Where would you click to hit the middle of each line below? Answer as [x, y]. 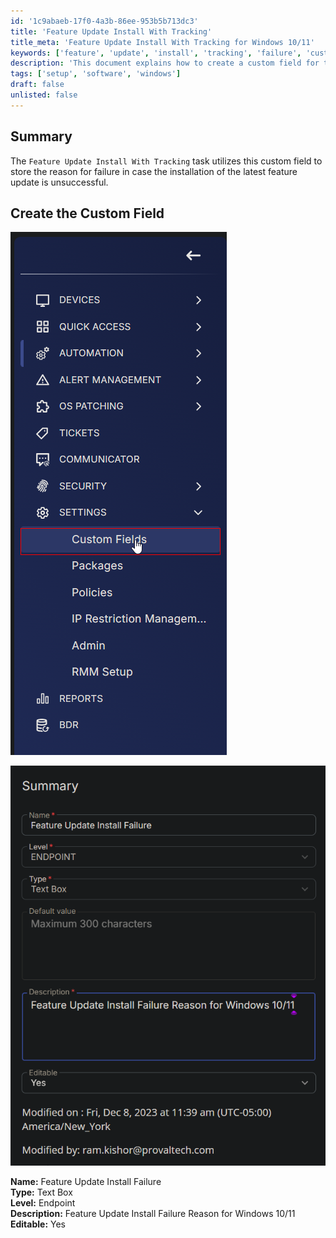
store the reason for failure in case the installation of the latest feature [154, 171]
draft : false [37, 85]
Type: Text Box [41, 1192]
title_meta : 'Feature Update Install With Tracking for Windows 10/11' [162, 42]
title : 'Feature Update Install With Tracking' [111, 31]
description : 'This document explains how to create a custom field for [165, 63]
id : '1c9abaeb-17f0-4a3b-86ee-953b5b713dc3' [104, 21]
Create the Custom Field [87, 213]
